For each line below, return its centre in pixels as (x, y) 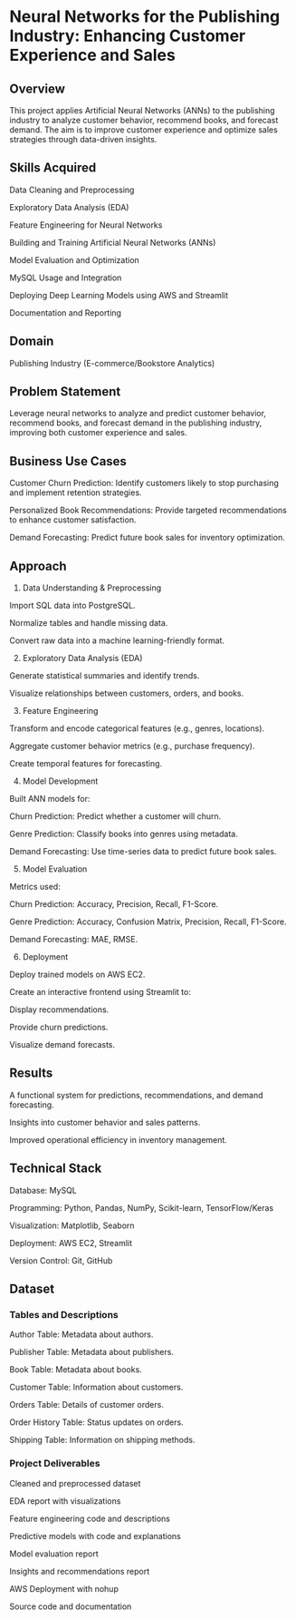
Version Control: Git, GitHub (61, 1260)
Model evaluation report (54, 1554)
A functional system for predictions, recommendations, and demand (137, 1095)
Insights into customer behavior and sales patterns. (105, 1122)
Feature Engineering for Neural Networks (86, 225)
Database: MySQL (43, 1190)
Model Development (60, 781)
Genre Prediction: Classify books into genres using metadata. (124, 834)
